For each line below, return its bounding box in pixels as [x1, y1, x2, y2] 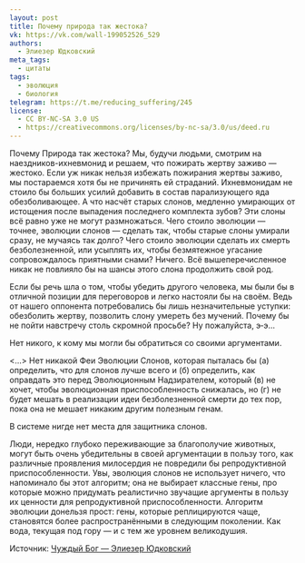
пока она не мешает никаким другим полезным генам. [9, 403, 224, 414]
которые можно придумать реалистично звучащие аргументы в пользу [9, 487, 289, 498]
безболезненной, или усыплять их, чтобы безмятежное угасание [9, 244, 263, 255]
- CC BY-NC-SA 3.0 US [17, 114, 100, 123]
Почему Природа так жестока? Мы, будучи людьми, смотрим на [9, 148, 262, 159]
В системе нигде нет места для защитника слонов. [9, 421, 208, 431]
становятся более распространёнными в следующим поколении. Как [9, 516, 281, 527]
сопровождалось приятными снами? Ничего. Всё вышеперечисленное [9, 254, 287, 264]
